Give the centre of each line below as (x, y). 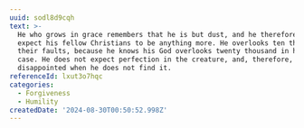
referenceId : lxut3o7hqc (56, 77)
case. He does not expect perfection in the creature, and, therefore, (156, 59)
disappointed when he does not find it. (95, 69)
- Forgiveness (44, 93)
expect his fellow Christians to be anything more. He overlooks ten (151, 43)
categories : (32, 85)
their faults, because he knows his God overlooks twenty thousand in (153, 51)
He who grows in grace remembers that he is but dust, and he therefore (157, 34)
